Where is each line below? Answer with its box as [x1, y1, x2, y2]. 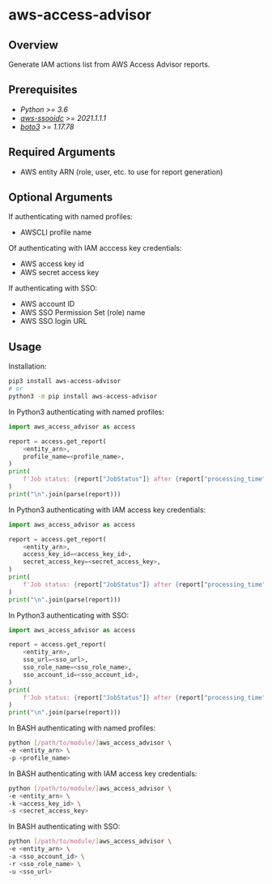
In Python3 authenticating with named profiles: [8, 407, 164, 416]
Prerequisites [8, 83, 78, 97]
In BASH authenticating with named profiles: [8, 723, 156, 733]
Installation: [8, 361, 47, 371]
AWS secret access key [19, 268, 100, 278]
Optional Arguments [8, 191, 113, 205]
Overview [8, 38, 59, 52]
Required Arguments [8, 145, 116, 159]
